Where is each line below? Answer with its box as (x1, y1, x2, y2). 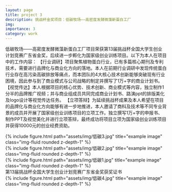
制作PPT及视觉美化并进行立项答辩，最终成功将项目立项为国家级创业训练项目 (5, 116, 166, 122)
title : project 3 (5, 12, 42, 17)
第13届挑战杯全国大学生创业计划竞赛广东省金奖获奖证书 (5, 169, 122, 175)
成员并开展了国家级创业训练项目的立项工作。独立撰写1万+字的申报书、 (14, 110, 163, 115)
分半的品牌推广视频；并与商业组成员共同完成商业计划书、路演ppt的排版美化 (5, 90, 165, 97)
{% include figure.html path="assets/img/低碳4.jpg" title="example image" (5, 175, 163, 181)
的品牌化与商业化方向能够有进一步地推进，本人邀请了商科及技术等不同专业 (5, 103, 162, 109)
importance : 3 (5, 27, 36, 32)
